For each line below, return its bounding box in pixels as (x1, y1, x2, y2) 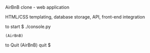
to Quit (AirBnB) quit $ (5, 42, 51, 48)
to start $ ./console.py (5, 23, 51, 29)
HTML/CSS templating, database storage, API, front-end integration (5, 14, 145, 19)
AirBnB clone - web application (5, 4, 69, 10)
